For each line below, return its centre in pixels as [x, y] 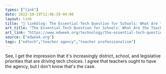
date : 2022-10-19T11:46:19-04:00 [40, 14]
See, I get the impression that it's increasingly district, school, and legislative [83, 56]
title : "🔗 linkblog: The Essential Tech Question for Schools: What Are [82, 23]
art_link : [15, 33]
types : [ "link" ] [22, 10]
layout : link [19, 19]
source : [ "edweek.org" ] [30, 37]
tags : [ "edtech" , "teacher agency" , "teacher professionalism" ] [70, 42]
